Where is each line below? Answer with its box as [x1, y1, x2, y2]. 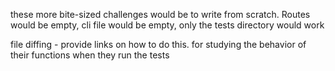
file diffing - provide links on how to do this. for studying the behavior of [10, 39, 307, 50]
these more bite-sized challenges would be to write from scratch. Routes [10, 9, 311, 20]
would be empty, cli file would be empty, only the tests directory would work [10, 19, 325, 31]
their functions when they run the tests [10, 49, 170, 61]
